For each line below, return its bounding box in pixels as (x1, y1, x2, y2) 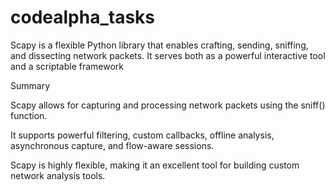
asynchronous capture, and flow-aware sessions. (10, 139, 215, 151)
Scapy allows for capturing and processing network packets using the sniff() (10, 99, 326, 111)
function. (10, 109, 48, 121)
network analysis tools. (10, 169, 106, 181)
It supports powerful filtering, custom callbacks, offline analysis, (10, 129, 275, 141)
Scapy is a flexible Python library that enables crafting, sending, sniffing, (10, 39, 309, 51)
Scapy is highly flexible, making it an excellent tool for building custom (10, 159, 300, 171)
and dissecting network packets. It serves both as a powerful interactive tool (10, 49, 326, 61)
